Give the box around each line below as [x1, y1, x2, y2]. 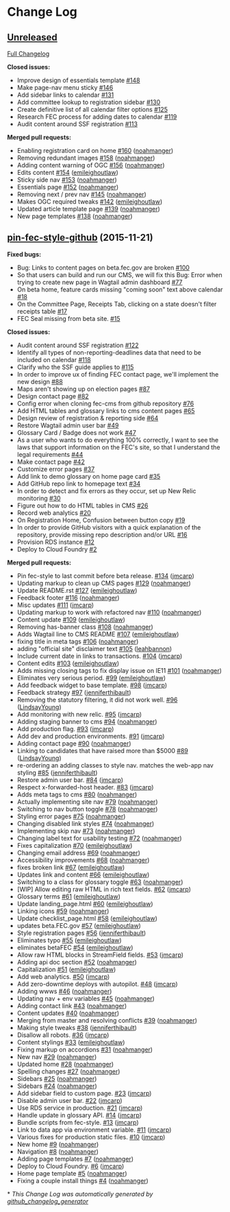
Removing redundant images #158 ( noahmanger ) [16, 154, 155, 162]
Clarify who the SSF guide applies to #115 [16, 363, 134, 371]
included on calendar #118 [16, 355, 91, 364]
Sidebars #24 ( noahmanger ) [16, 1082, 97, 1090]
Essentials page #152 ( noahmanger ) [16, 183, 119, 191]
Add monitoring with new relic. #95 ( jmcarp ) [16, 710, 142, 718]
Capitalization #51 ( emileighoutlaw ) [16, 965, 116, 973]
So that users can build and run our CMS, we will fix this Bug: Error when [16, 270, 222, 278]
